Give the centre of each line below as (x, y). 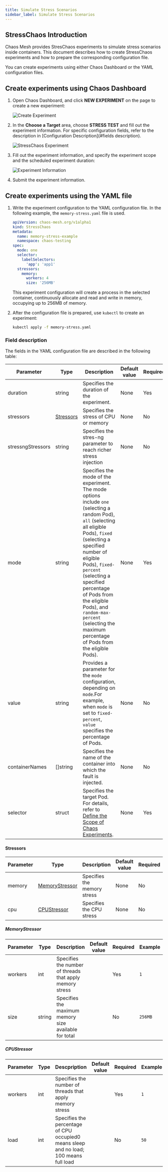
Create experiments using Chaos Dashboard (76, 88)
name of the (97, 757)
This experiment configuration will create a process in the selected (81, 292)
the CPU (92, 909)
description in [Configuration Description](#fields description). (77, 136)
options (92, 496)
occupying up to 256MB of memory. (50, 303)
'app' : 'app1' (40, 264)
